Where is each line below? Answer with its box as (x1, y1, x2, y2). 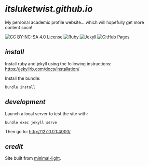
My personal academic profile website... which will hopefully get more (5, 19, 144, 25)
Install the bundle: (5, 75, 41, 81)
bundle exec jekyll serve (5, 120, 57, 125)
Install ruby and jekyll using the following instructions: (5, 60, 112, 66)
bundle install (5, 85, 36, 90)
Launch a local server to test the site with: (5, 110, 88, 117)
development (5, 98, 46, 106)
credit (5, 142, 23, 151)
